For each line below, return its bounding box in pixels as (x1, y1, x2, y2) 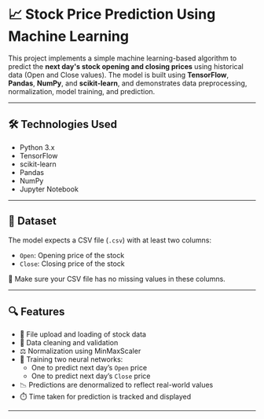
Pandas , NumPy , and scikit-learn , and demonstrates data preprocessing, (8, 78, 247, 88)
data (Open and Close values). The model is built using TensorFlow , (8, 70, 229, 79)
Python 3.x (19, 142, 55, 152)
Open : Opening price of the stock (19, 250, 125, 260)
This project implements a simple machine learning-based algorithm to (8, 53, 237, 63)
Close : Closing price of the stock (19, 259, 125, 268)
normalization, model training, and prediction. (8, 86, 156, 96)
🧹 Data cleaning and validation (19, 338, 119, 348)
